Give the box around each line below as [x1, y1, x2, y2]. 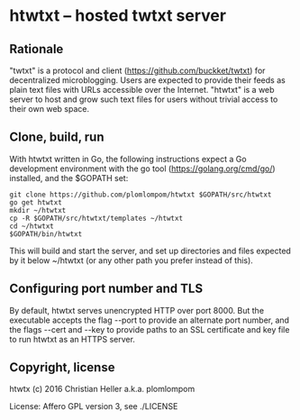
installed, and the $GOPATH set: [9, 172, 129, 183]
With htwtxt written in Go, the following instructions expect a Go [9, 153, 247, 164]
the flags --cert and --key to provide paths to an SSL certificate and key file [9, 324, 290, 334]
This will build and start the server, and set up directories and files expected [9, 245, 291, 256]
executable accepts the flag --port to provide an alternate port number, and [9, 315, 290, 325]
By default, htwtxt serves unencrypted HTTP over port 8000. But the [9, 305, 264, 315]
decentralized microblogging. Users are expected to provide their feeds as [9, 75, 286, 86]
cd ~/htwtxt [9, 222, 54, 231]
